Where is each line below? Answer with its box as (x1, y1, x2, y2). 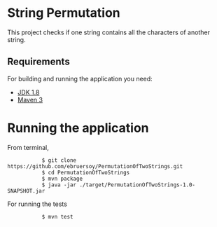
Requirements (7, 56, 70, 68)
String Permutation (7, 5, 120, 21)
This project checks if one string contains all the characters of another (7, 28, 210, 36)
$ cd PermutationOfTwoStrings (41, 169, 130, 176)
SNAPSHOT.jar (7, 187, 45, 194)
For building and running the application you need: (7, 74, 153, 83)
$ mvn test (41, 213, 73, 220)
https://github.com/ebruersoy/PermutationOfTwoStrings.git (7, 163, 183, 170)
